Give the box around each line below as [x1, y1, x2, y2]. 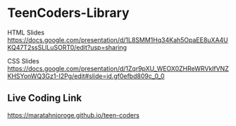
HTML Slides [7, 28, 44, 37]
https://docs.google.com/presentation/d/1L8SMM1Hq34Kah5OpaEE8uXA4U [7, 35, 229, 44]
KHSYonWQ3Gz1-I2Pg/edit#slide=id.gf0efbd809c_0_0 [7, 72, 165, 80]
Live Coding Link [7, 92, 82, 104]
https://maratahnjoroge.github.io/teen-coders [7, 111, 139, 119]
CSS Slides [7, 56, 40, 65]
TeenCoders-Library [7, 5, 130, 21]
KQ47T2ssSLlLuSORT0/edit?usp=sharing [7, 43, 128, 51]
